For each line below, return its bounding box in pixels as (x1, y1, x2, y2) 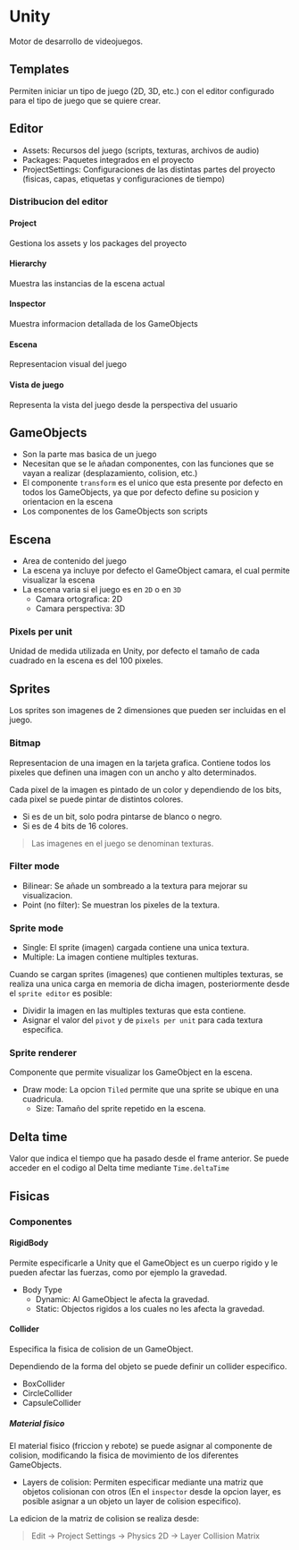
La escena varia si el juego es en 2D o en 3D (21, 584, 181, 595)
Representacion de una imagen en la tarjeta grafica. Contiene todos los (9, 757, 271, 768)
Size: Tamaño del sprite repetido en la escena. (35, 1103, 206, 1114)
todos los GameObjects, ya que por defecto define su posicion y (21, 487, 260, 498)
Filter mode (9, 860, 60, 873)
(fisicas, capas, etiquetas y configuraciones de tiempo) (21, 173, 226, 184)
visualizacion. (21, 890, 73, 900)
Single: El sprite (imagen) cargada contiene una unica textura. (21, 942, 250, 953)
